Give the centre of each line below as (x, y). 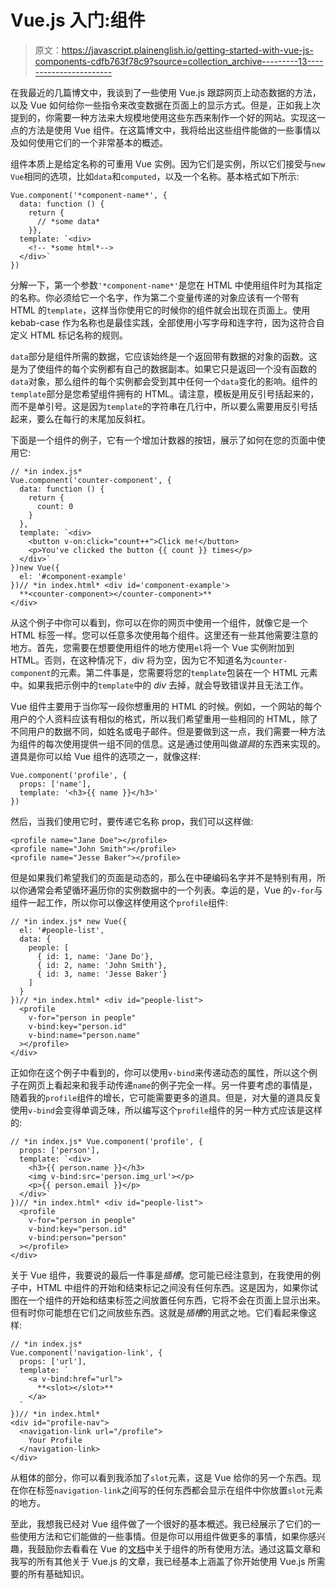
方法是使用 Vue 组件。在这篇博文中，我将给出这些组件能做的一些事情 (169, 130)
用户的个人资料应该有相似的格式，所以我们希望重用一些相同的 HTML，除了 (164, 718)
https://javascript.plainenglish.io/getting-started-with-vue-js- (187, 50)
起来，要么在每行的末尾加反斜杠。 (80, 418)
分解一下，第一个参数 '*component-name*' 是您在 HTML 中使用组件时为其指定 (166, 285)
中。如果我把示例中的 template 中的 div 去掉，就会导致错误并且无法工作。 (160, 685)
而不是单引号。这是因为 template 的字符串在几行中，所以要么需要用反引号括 (164, 406)
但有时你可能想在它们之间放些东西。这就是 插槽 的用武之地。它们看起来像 (159, 1312)
